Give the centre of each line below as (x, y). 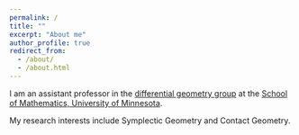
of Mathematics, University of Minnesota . (86, 103)
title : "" (28, 26)
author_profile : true (50, 43)
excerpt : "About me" (48, 34)
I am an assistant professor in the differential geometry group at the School (149, 93)
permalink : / (34, 18)
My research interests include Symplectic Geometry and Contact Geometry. (150, 120)
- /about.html (44, 68)
